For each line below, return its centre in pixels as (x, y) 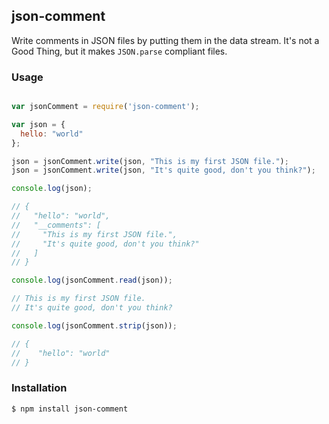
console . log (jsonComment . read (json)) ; (92, 280)
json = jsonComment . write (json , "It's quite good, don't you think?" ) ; (163, 170)
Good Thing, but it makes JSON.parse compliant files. (119, 51)
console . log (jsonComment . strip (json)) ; (94, 325)
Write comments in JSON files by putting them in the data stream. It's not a (165, 40)
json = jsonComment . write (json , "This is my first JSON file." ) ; (150, 161)
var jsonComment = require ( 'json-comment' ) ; (105, 107)
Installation (39, 388)
